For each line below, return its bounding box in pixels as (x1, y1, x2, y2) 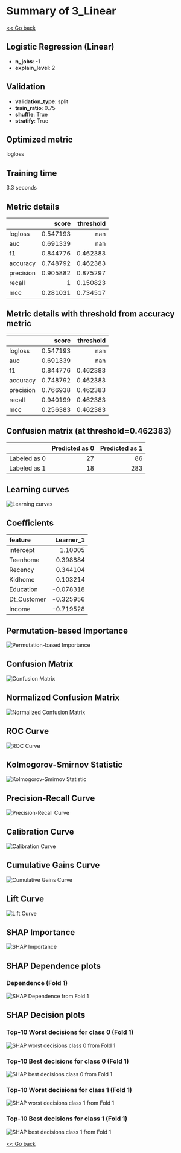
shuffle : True (14, 111, 48, 118)
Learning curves (6, 484, 69, 495)
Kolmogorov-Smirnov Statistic (6, 759, 123, 769)
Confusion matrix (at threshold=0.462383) (6, 426, 172, 436)
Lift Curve (6, 894, 44, 904)
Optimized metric (6, 134, 74, 144)
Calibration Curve (6, 826, 74, 837)
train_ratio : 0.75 (14, 104, 56, 111)
